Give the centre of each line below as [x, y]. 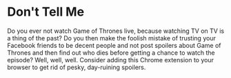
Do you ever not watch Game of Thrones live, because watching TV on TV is [116, 31]
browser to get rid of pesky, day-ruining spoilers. [77, 67]
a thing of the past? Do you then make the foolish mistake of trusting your [111, 38]
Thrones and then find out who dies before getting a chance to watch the [111, 53]
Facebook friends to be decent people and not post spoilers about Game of [114, 45]
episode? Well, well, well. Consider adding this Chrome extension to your [110, 60]
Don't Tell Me [46, 12]
